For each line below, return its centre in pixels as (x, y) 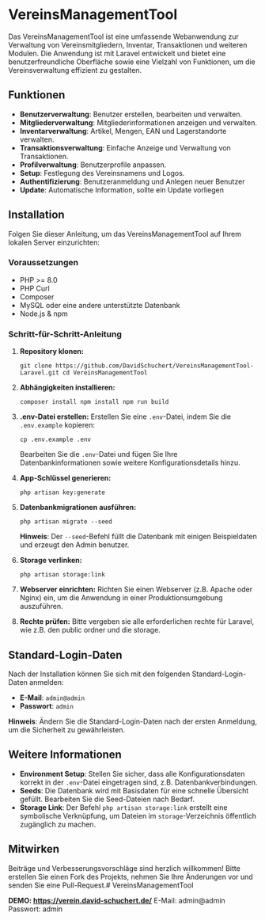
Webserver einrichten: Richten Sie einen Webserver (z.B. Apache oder (136, 589)
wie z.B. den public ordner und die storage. (90, 630)
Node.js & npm (44, 314)
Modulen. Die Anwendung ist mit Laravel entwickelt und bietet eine (117, 53)
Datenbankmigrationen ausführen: (78, 508)
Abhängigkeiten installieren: (67, 388)
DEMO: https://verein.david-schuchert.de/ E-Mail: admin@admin (117, 900)
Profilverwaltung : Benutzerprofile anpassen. (93, 165)
